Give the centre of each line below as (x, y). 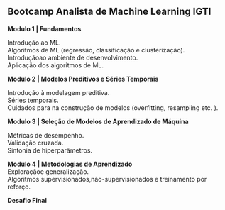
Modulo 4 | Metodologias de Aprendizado (70, 164)
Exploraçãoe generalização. (48, 171)
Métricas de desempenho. (46, 135)
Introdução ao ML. (34, 43)
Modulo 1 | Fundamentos (44, 28)
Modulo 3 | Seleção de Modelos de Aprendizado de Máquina (98, 121)
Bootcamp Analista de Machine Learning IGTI (109, 12)
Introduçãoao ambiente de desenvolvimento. (73, 57)
